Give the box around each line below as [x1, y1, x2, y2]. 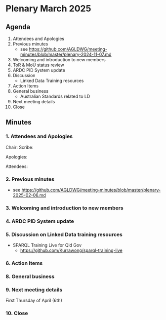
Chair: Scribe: [5, 144, 34, 150]
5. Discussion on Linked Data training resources [5, 231, 123, 238]
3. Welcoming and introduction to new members [5, 204, 124, 211]
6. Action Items [5, 260, 43, 267]
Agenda [5, 23, 31, 31]
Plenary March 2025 [5, 3, 91, 14]
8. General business [5, 273, 55, 280]
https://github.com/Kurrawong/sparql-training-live [20, 247, 123, 253]
